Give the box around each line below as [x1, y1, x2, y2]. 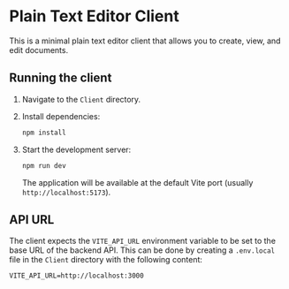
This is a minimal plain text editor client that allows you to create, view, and [9, 35, 281, 46]
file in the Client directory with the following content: [9, 255, 203, 265]
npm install [21, 128, 66, 137]
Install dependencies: [21, 110, 101, 121]
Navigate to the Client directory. [21, 94, 141, 104]
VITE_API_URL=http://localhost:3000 [9, 271, 144, 280]
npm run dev [21, 161, 66, 170]
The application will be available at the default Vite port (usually [21, 177, 254, 187]
